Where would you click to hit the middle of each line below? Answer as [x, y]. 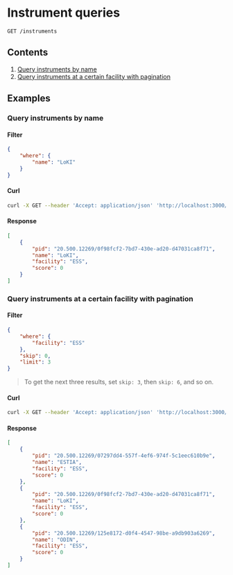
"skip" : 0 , [35, 356]
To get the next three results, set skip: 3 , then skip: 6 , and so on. [119, 382]
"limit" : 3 [35, 362]
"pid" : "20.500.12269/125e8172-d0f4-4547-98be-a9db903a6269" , [124, 533]
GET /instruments [32, 31]
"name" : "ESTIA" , [57, 463]
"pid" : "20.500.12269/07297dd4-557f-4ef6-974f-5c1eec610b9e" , [124, 456]
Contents [28, 52]
